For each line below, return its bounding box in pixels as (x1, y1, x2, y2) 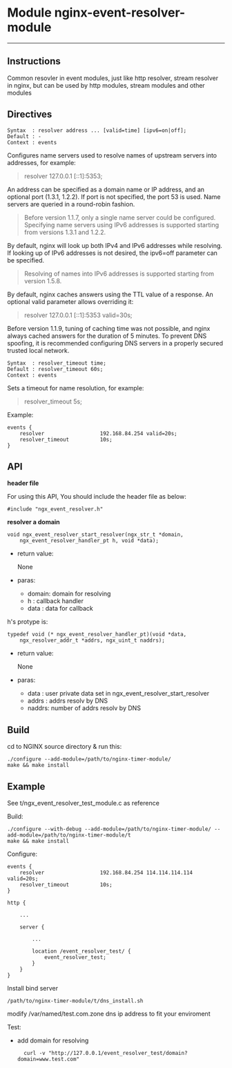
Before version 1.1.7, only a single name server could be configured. (23, 213, 216, 222)
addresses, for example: (7, 158, 76, 166)
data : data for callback (27, 604, 93, 613)
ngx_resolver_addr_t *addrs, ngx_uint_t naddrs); (19, 637, 166, 644)
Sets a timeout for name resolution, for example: (7, 383, 144, 392)
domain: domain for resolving (27, 589, 111, 598)
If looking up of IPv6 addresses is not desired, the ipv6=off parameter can (7, 249, 217, 257)
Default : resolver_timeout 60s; (7, 365, 104, 372)
